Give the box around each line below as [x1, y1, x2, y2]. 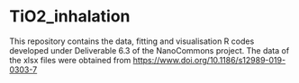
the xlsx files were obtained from [9, 54, 131, 65]
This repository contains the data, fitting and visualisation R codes [9, 36, 255, 46]
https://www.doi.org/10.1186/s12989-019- [132, 54, 286, 65]
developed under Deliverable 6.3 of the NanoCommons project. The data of [9, 45, 290, 55]
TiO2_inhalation [9, 6, 131, 27]
